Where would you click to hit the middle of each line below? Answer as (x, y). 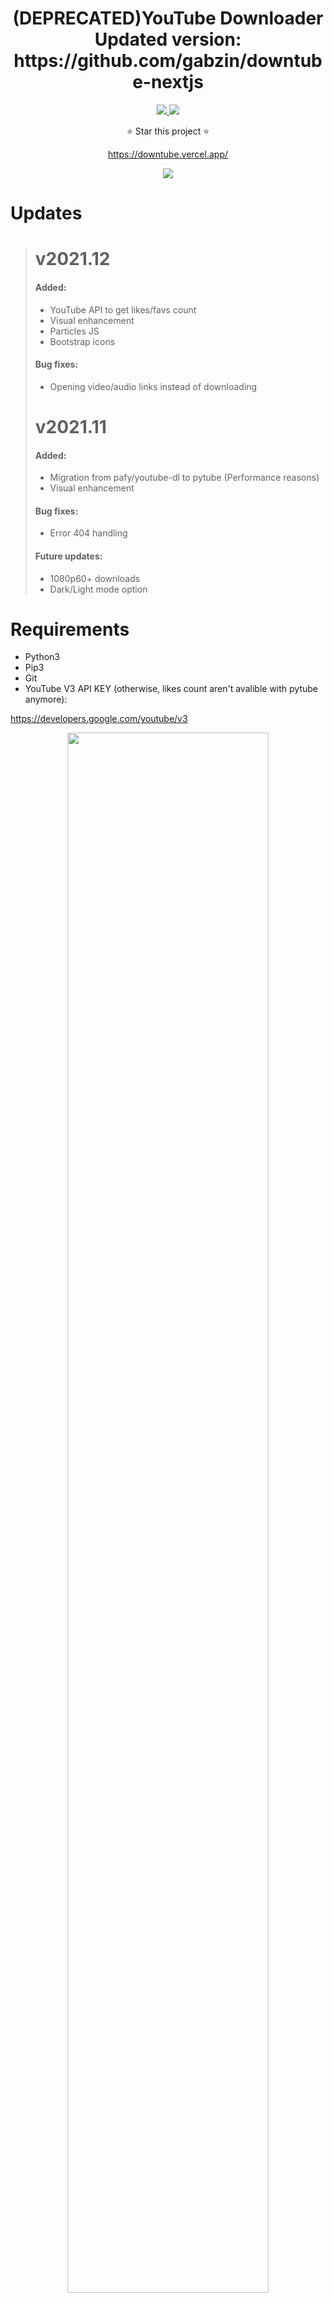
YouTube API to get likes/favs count (123, 309)
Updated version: (168, 39)
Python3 (42, 657)
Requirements (70, 629)
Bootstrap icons (82, 341)
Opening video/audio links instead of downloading (153, 386)
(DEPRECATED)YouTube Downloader (168, 18)
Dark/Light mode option (98, 589)
